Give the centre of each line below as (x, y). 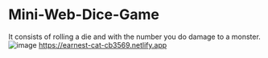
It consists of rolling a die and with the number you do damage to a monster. (135, 37)
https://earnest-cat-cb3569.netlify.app (103, 44)
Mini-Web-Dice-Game (84, 15)
